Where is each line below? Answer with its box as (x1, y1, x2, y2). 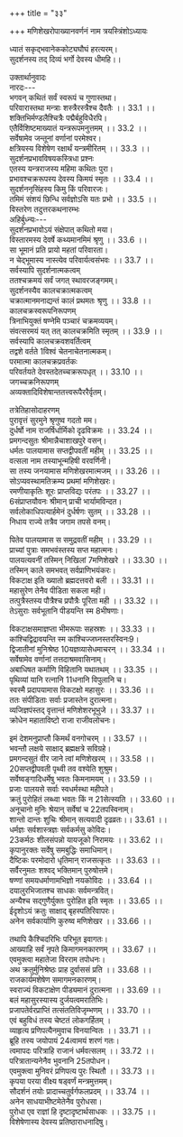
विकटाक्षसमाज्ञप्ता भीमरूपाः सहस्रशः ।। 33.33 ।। (9, 624, 156, 634)
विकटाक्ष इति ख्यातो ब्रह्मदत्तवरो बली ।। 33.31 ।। (9, 575, 155, 586)
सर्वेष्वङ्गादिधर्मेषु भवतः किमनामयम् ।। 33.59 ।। (9, 773, 153, 784)
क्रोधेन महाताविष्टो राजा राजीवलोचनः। (9, 715, 116, 726)
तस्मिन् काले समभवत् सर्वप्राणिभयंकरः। (9, 565, 116, 576)
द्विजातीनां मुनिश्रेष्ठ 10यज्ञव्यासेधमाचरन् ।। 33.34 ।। (9, 644, 166, 654)
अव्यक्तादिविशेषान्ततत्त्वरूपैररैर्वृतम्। (9, 387, 107, 397)
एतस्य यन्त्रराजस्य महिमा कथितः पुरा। (9, 163, 114, 174)
